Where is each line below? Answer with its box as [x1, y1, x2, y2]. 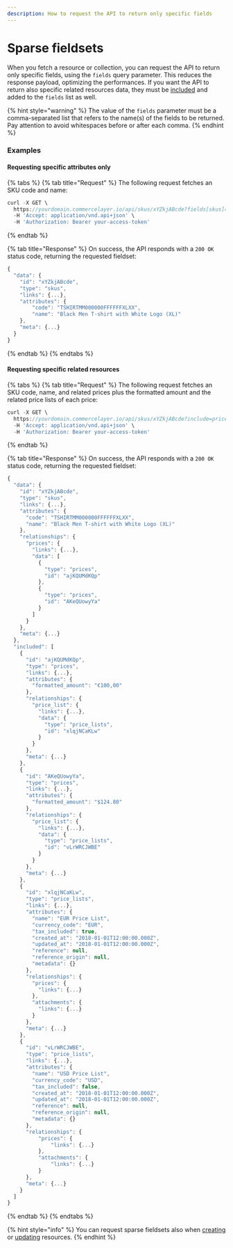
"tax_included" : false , [32, 1083, 101, 1090]
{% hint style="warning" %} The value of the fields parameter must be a [7, 106, 217, 115]
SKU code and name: [7, 186, 68, 194]
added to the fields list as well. [7, 93, 97, 101]
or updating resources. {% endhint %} [7, 1233, 116, 1242]
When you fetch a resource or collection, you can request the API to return [7, 63, 221, 72]
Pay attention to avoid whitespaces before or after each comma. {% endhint [7, 121, 224, 129]
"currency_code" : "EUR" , [32, 921, 104, 929]
